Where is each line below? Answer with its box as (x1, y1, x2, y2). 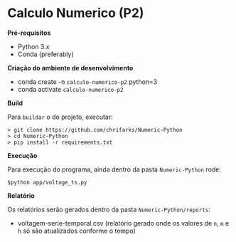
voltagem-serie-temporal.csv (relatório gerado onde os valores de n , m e (17, 219, 230, 227)
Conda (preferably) (17, 50, 75, 58)
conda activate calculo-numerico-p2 (17, 85, 124, 93)
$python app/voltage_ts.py (7, 179, 87, 186)
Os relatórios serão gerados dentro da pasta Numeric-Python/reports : (7, 205, 211, 214)
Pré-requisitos (7, 28, 51, 37)
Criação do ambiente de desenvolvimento (7, 63, 134, 72)
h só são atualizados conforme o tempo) (17, 226, 136, 235)
